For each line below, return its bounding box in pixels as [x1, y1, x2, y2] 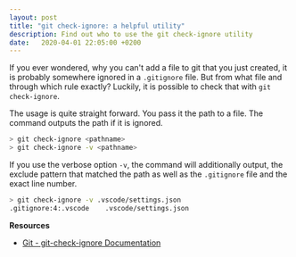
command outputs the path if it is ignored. [9, 118, 163, 128]
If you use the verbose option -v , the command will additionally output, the [9, 160, 284, 170]
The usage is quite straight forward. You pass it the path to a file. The [9, 108, 264, 119]
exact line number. [9, 178, 78, 188]
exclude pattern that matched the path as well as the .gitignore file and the [9, 169, 288, 179]
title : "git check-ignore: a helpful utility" [9, 21, 185, 30]
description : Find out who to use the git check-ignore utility [9, 29, 253, 38]
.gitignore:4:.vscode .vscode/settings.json [9, 203, 190, 212]
